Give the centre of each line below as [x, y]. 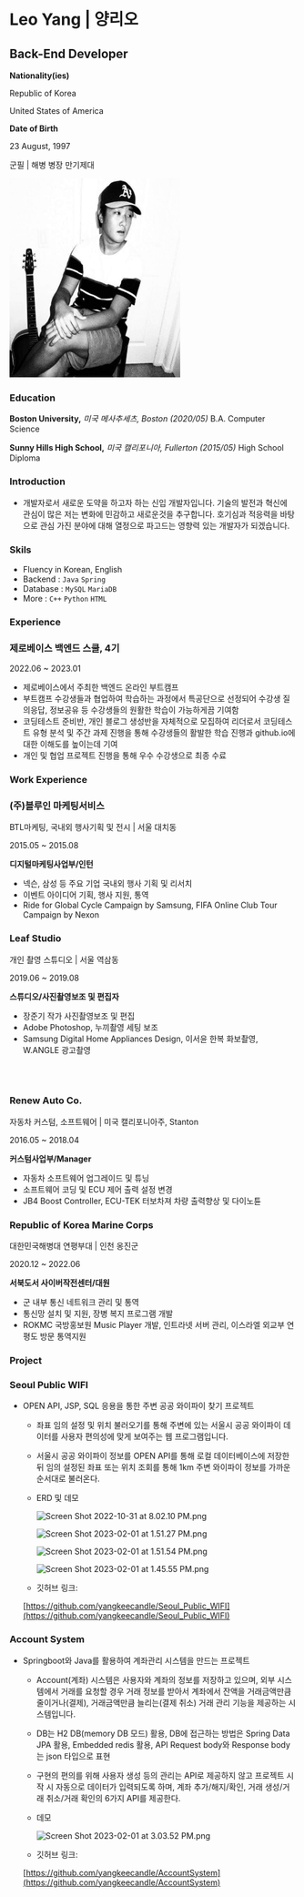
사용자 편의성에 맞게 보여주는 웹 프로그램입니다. [145, 1436]
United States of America [57, 111]
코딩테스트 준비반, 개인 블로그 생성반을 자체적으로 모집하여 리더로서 [142, 722]
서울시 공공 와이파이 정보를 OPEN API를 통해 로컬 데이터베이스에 [151, 1456]
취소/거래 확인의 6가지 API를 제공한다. [113, 1798]
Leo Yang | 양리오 [74, 20]
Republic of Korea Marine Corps [81, 1224]
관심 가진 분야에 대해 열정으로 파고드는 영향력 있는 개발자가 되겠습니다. [165, 525]
